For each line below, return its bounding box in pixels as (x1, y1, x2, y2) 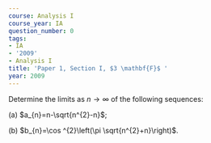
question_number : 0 (8, 27, 74, 35)
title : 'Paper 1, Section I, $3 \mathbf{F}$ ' (8, 65, 168, 73)
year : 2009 (8, 72, 45, 80)
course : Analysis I (8, 11, 74, 20)
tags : (8, 34, 27, 43)
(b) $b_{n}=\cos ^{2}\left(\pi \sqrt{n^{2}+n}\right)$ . (8, 125, 179, 135)
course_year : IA (8, 19, 63, 27)
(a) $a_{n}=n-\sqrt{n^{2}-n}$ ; (8, 110, 108, 120)
